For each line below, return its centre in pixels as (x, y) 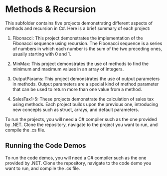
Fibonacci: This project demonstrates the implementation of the (78, 38)
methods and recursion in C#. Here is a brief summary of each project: (78, 28)
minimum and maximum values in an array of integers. (68, 69)
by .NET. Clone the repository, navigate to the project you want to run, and (82, 124)
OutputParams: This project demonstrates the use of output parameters (86, 78)
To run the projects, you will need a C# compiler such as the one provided (81, 119)
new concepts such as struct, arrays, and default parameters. (76, 109)
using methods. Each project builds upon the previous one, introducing (85, 104)
